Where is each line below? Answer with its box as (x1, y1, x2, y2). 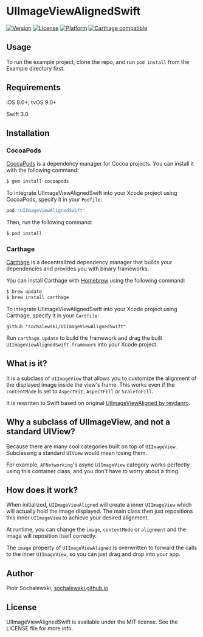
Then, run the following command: (6, 219, 92, 226)
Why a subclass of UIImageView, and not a (6, 417, 170, 428)
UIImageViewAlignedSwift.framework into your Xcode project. (6, 340, 158, 348)
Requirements (6, 82, 61, 93)
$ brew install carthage (6, 294, 69, 301)
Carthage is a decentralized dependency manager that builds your (6, 259, 173, 266)
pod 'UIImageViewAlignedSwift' (6, 208, 86, 214)
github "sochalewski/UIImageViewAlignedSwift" (6, 323, 126, 329)
